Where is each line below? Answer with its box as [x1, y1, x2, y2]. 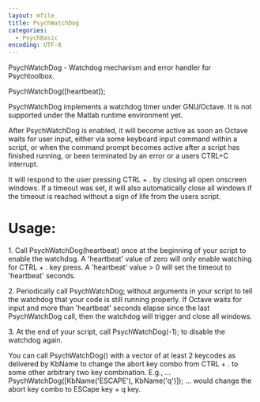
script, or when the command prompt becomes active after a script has [8, 143, 240, 152]
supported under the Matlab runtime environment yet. [8, 110, 183, 120]
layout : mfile [8, 11, 55, 20]
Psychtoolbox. [8, 71, 55, 81]
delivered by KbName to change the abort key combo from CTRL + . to [8, 359, 239, 369]
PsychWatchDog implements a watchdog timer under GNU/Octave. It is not [8, 102, 252, 112]
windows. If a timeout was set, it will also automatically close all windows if [8, 183, 252, 193]
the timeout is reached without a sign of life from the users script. [8, 192, 221, 201]
